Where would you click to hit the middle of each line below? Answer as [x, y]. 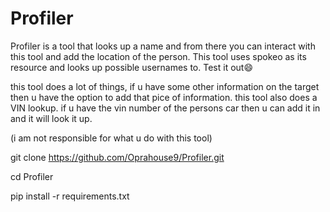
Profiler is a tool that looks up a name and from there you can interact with [163, 46]
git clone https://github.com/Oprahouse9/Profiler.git [117, 157]
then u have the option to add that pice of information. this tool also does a [164, 97]
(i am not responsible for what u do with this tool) [111, 138]
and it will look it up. [51, 118]
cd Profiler [32, 176]
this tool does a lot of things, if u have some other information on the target [165, 86]
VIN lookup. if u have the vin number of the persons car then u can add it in [165, 108]
